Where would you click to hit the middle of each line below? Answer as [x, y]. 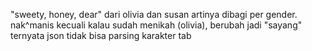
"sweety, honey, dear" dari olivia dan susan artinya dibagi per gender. [154, 14]
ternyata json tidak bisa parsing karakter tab [101, 35]
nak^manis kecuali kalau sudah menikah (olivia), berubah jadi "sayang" [156, 25]
